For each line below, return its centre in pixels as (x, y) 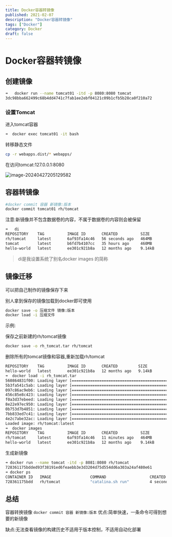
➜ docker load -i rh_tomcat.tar (41, 376)
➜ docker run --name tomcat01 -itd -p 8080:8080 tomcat (68, 93)
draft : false (19, 34)
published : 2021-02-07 (29, 15)
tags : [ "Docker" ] (24, 24)
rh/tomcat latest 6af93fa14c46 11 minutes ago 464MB (79, 438)
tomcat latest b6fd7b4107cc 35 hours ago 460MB (79, 243)
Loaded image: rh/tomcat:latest (40, 423)
